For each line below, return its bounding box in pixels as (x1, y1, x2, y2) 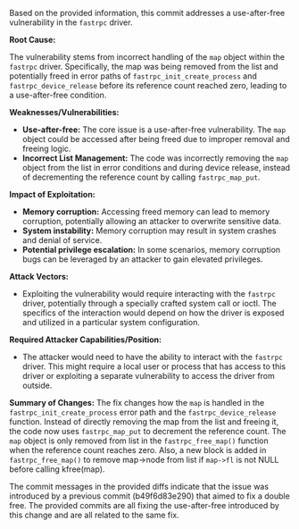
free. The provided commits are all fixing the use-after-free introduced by (9, 500, 279, 510)
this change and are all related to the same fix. (9, 509, 180, 520)
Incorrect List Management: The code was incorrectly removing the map (21, 153, 289, 164)
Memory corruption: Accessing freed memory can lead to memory (21, 206, 270, 217)
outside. (21, 380, 53, 390)
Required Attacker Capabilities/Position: (9, 334, 162, 345)
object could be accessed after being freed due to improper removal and (21, 134, 290, 144)
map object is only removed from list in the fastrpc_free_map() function (9, 435, 270, 446)
